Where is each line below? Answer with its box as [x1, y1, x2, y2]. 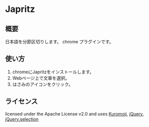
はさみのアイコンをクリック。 [12, 81, 73, 87]
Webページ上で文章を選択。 [12, 75, 70, 81]
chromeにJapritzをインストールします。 [12, 69, 94, 75]
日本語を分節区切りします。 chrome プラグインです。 [5, 39, 114, 44]
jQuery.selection [5, 116, 39, 122]
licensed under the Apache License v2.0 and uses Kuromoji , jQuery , [5, 111, 144, 117]
